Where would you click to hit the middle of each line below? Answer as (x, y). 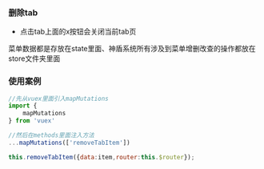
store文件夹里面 (34, 58)
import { (23, 106)
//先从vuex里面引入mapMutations (59, 99)
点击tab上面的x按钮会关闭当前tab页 (78, 32)
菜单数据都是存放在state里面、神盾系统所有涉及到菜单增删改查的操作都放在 (132, 49)
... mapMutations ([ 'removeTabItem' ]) (69, 143)
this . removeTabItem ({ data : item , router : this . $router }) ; (102, 157)
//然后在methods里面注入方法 (51, 135)
